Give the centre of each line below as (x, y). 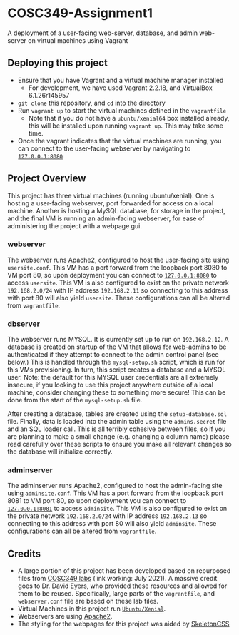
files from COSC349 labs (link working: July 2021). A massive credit (117, 579)
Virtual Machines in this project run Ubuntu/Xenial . (92, 609)
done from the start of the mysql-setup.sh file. (75, 400)
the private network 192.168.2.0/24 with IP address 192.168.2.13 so (107, 516)
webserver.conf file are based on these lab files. (88, 601)
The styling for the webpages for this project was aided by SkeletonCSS (123, 624)
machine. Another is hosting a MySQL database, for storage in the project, (117, 210)
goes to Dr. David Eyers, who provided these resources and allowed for (122, 586)
